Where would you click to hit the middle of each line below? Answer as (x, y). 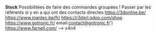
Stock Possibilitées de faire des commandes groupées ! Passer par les (78, 7)
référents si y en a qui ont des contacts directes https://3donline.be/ (75, 12)
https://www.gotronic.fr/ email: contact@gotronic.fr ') (59, 23)
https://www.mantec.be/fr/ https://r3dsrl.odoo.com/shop (64, 18)
